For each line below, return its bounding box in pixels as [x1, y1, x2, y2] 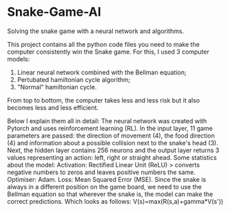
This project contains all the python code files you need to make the [7, 40, 200, 48]
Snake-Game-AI [7, 4, 101, 20]
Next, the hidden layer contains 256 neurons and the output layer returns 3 [7, 146, 220, 154]
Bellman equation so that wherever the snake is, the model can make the [7, 190, 213, 198]
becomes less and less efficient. [7, 103, 98, 112]
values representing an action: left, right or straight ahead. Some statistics [7, 153, 217, 162]
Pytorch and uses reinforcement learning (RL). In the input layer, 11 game [7, 124, 213, 132]
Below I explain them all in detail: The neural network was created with [7, 116, 207, 125]
